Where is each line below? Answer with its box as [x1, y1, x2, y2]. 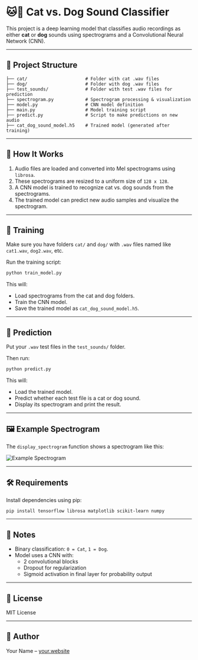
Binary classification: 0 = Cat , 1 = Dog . [14, 545, 108, 552]
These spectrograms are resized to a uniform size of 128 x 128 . [14, 177, 169, 185]
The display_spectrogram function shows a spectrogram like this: [6, 443, 164, 450]
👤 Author [6, 632, 39, 642]
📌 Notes [6, 529, 36, 540]
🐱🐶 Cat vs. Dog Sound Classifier [6, 5, 170, 19]
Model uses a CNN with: [14, 552, 74, 559]
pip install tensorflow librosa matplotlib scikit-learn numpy [6, 508, 165, 514]
